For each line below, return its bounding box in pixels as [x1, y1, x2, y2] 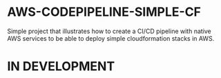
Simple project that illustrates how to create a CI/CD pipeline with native [7, 27, 212, 35]
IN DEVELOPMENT [7, 59, 115, 75]
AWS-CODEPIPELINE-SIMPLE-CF [7, 4, 202, 20]
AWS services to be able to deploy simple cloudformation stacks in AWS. [7, 34, 215, 42]
